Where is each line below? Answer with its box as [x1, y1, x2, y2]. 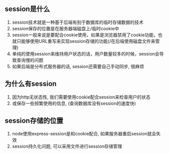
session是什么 [5, 5, 50, 14]
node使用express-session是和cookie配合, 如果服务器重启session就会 [12, 131, 156, 137]
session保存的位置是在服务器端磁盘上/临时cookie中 [12, 25, 119, 31]
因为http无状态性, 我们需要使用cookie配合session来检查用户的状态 [12, 94, 151, 100]
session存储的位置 [5, 117, 64, 125]
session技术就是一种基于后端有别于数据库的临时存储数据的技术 [12, 19, 144, 25]
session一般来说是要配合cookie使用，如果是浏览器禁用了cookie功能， [12, 32, 158, 38]
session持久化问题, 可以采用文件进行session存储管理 [12, 143, 122, 149]
